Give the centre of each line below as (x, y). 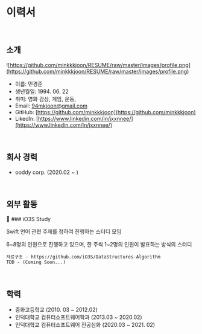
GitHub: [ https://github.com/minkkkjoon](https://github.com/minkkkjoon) (105, 112)
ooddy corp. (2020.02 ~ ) (46, 172)
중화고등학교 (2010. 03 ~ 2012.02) (56, 310)
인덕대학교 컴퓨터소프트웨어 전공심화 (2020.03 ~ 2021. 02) (85, 325)
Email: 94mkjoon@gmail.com (51, 106)
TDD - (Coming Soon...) (36, 262)
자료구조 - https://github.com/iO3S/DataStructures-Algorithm (84, 257)
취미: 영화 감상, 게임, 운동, (46, 99)
